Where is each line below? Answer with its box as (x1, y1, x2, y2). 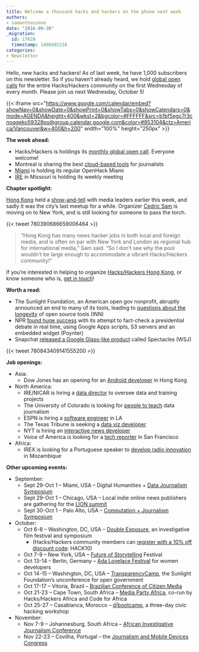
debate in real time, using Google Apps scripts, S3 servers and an (14, 323, 175, 330)
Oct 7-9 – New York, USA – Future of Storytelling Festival (23, 550, 163, 558)
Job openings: (6, 359, 43, 366)
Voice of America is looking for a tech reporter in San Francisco (23, 433, 179, 440)
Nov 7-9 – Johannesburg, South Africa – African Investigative (23, 620, 174, 627)
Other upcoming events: (6, 464, 68, 471)
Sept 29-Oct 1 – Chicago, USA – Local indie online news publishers (23, 494, 187, 501)
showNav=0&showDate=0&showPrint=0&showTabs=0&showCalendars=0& (6, 106, 191, 113)
